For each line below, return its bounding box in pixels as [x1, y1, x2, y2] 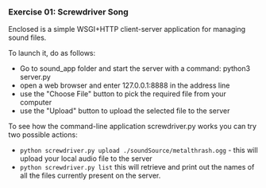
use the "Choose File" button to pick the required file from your [19, 89, 226, 99]
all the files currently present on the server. [19, 170, 161, 181]
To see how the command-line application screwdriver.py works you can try [8, 122, 256, 131]
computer [19, 98, 52, 108]
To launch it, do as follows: [8, 49, 96, 58]
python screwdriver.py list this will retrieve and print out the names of [19, 163, 255, 172]
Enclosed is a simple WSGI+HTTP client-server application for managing [8, 25, 246, 34]
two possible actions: [8, 130, 78, 139]
